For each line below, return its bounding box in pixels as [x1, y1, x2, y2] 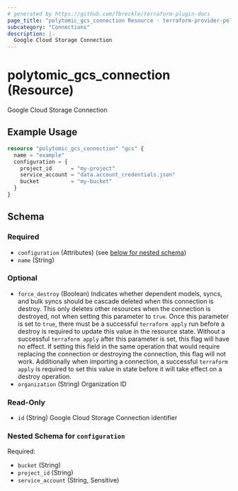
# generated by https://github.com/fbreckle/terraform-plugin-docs [7, 10, 211, 18]
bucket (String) [17, 461, 62, 470]
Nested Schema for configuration [7, 431, 125, 441]
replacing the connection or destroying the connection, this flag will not [17, 349, 227, 358]
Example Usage [7, 126, 78, 138]
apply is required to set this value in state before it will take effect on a [17, 364, 222, 373]
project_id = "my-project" [20, 164, 115, 172]
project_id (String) [17, 468, 74, 477]
